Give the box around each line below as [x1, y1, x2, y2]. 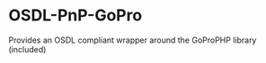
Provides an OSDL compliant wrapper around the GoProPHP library [8, 35, 257, 45]
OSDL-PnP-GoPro [8, 5, 143, 26]
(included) [8, 43, 47, 54]
